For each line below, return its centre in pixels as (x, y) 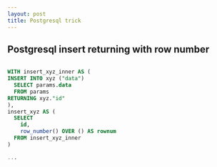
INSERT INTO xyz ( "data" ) (46, 79)
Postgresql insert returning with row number (108, 49)
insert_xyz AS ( (31, 112)
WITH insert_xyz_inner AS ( (49, 72)
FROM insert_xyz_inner (47, 138)
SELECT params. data (43, 85)
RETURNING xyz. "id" (36, 98)
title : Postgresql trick (44, 21)
